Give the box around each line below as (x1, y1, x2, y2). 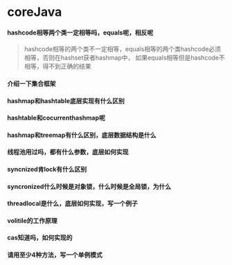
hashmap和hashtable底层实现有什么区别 (7, 96, 125, 104)
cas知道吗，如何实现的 (7, 233, 73, 242)
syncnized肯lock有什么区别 (7, 165, 87, 173)
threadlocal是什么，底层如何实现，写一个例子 (7, 199, 139, 208)
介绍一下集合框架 (7, 79, 56, 87)
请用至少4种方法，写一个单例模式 (7, 250, 102, 259)
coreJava (7, 4, 62, 20)
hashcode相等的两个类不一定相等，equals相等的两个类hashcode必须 (24, 45, 222, 53)
